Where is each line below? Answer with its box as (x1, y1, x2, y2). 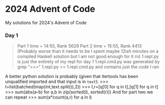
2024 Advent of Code (5, 3, 95, 15)
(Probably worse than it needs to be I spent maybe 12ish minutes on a (17, 48, 159, 54)
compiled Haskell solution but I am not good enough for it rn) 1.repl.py (17, 53, 159, 59)
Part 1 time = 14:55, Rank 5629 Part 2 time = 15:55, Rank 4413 (17, 43, 142, 49)
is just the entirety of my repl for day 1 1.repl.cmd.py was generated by (17, 59, 160, 65)
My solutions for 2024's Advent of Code (5, 20, 87, 26)
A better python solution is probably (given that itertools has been (5, 74, 138, 79)
